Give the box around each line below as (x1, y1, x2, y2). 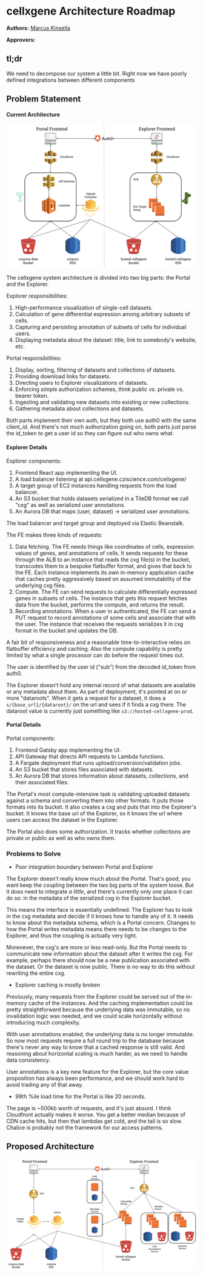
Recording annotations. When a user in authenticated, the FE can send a (15, 607, 196, 614)
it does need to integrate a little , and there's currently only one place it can (6, 888, 193, 895)
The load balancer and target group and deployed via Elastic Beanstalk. (6, 519, 185, 526)
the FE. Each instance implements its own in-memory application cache (15, 569, 194, 576)
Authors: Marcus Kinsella (6, 24, 71, 32)
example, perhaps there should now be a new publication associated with (6, 957, 190, 964)
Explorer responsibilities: (6, 293, 68, 300)
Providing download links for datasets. (15, 373, 111, 380)
